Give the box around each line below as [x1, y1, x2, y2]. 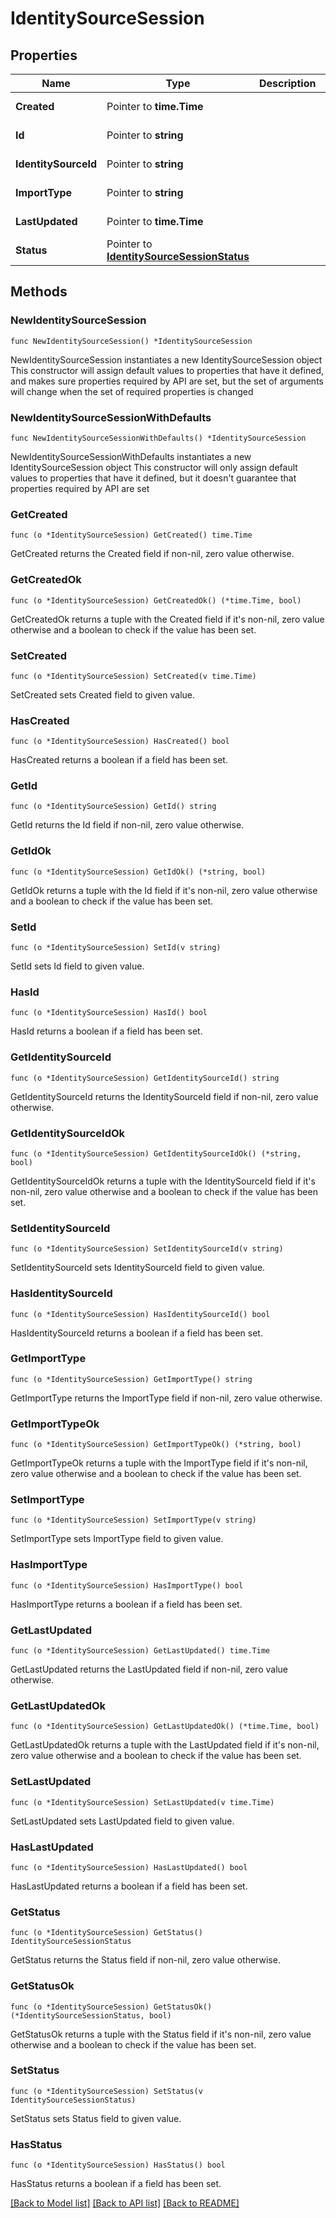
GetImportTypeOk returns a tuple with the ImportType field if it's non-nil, [10, 1457, 308, 1469]
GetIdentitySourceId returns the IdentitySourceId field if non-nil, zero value [10, 1090, 319, 1102]
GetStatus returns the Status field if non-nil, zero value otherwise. [10, 1954, 281, 1966]
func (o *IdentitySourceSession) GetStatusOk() [10, 2002, 213, 2012]
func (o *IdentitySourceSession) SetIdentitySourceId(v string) [10, 1244, 284, 1254]
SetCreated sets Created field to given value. [10, 688, 196, 701]
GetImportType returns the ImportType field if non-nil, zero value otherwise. [10, 1392, 323, 1404]
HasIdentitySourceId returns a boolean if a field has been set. [10, 1327, 263, 1339]
